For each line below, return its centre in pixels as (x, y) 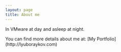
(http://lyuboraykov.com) (31, 44)
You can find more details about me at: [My (50, 39)
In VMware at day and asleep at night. (45, 29)
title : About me (22, 15)
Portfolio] (106, 39)
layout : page (19, 10)
